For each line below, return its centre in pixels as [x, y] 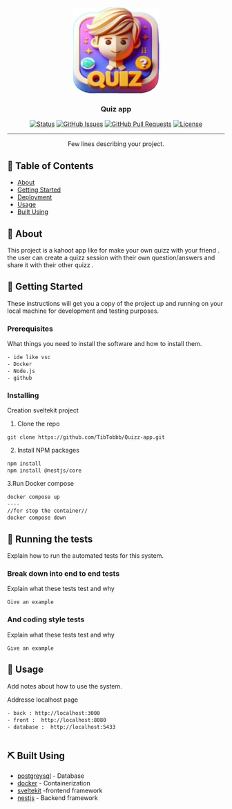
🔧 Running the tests [50, 539]
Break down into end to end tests [64, 574]
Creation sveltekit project [43, 410]
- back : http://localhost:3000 [54, 713]
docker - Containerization [54, 783]
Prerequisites [30, 329]
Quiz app [116, 109]
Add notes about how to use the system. [65, 686]
